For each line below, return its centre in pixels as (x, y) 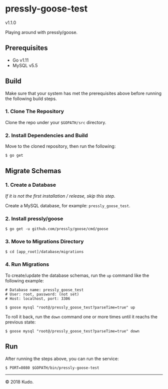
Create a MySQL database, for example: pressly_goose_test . (68, 205)
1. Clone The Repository (34, 112)
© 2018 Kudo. (19, 381)
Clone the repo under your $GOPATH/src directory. (56, 122)
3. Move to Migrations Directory (44, 242)
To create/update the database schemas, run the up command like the (77, 275)
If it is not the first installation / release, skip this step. (60, 196)
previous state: (20, 322)
